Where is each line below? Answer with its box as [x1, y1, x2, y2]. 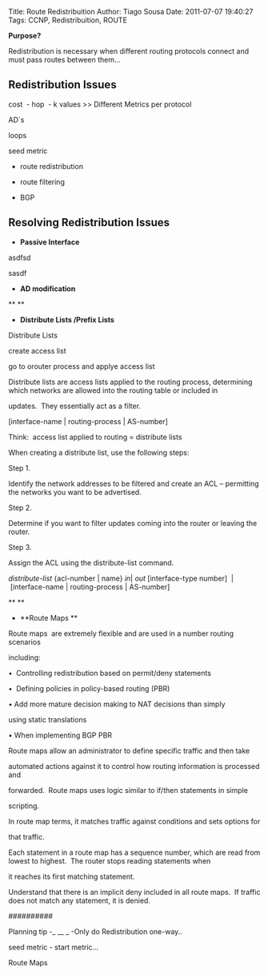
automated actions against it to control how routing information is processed [8, 761, 260, 771]
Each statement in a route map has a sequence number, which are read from [8, 848, 261, 857]
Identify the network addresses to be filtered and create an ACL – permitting [8, 479, 259, 488]
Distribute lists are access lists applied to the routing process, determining [8, 377, 253, 386]
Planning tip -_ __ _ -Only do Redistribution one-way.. [8, 926, 182, 937]
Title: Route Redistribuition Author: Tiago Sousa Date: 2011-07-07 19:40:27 [8, 7, 254, 16]
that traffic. [8, 831, 46, 841]
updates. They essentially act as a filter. [8, 401, 142, 411]
